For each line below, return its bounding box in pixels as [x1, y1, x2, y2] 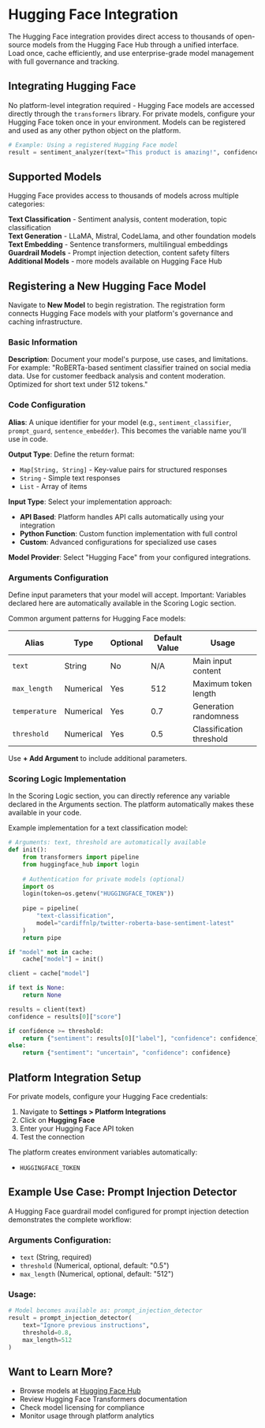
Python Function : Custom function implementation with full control [19, 528, 238, 538]
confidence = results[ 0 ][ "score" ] [8, 1012, 122, 1020]
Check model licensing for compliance [19, 1403, 145, 1412]
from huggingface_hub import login [22, 860, 140, 868]
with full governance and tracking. [8, 57, 120, 66]
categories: [8, 199, 45, 209]
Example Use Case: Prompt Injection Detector [8, 1185, 237, 1199]
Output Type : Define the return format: [8, 449, 135, 459]
